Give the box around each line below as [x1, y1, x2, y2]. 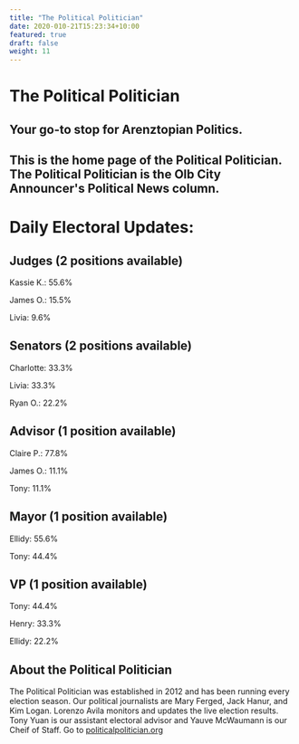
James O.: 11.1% [9, 465, 69, 476]
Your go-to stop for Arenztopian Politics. [9, 121, 243, 137]
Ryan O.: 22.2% [9, 397, 68, 408]
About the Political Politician [9, 662, 172, 677]
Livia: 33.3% [9, 379, 56, 390]
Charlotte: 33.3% [9, 362, 73, 373]
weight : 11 [9, 47, 51, 56]
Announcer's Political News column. [9, 181, 220, 196]
